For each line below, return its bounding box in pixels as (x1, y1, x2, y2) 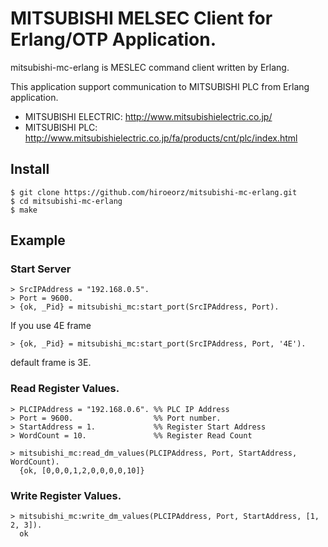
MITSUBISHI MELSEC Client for (10, 7, 273, 30)
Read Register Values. (10, 382, 120, 396)
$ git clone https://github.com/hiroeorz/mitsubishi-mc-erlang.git (10, 187, 298, 197)
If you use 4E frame (10, 320, 92, 332)
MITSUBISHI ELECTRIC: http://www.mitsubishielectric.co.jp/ (24, 110, 273, 122)
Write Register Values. (10, 488, 122, 502)
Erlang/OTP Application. (10, 28, 217, 51)
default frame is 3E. (10, 357, 92, 369)
